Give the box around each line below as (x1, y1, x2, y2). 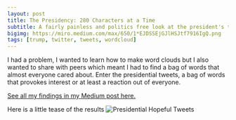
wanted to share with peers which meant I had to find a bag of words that (7, 63, 220, 72)
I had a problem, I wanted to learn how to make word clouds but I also (7, 55, 209, 64)
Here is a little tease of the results (7, 105, 105, 114)
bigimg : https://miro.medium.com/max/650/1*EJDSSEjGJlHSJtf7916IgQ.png (7, 29, 221, 37)
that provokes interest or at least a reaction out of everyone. (7, 78, 181, 86)
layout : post (7, 10, 46, 18)
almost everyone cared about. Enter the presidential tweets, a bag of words (7, 71, 225, 79)
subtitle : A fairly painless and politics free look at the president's (7, 23, 225, 30)
